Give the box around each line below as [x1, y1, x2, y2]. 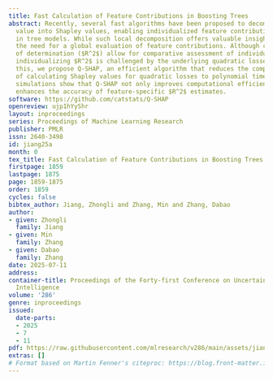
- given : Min [8, 231, 53, 240]
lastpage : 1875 [8, 171, 60, 179]
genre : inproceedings [8, 299, 82, 307]
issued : [8, 306, 35, 314]
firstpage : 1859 [8, 163, 63, 171]
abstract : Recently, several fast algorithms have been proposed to [8, 19, 245, 28]
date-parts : [15, 313, 57, 322]
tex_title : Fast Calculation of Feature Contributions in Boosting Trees [8, 155, 264, 163]
